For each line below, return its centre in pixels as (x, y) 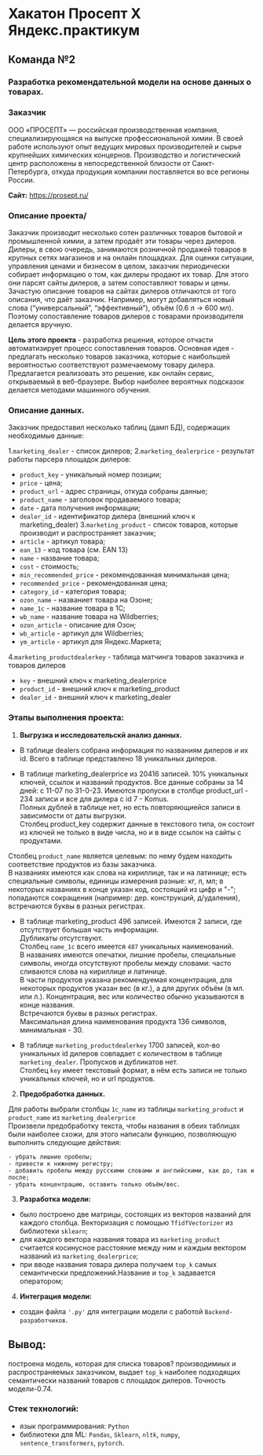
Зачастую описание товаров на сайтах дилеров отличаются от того (122, 291)
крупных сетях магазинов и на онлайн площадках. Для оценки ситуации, (131, 258)
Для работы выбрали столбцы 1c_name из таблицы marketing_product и (126, 1109)
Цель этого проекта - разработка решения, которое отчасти (111, 340)
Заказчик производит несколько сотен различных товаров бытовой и (125, 233)
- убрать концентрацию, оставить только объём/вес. (94, 1184)
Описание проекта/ (47, 215)
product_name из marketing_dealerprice (72, 1117)
